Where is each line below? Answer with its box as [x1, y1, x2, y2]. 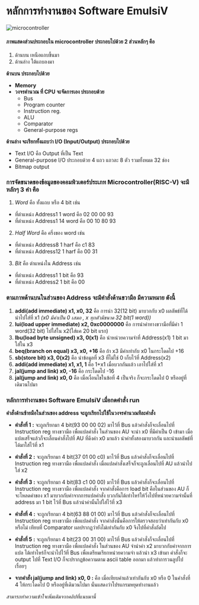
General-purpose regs [23, 127, 78, 134]
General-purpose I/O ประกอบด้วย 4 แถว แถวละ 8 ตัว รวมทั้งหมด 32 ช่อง [14, 156, 170, 164]
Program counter [23, 101, 65, 108]
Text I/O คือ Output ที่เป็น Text [14, 150, 84, 157]
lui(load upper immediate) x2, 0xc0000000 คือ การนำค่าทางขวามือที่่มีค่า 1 [14, 320, 183, 327]
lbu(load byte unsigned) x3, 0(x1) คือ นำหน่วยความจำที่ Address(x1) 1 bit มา [14, 334, 188, 341]
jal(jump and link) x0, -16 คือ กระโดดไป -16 [14, 367, 114, 374]
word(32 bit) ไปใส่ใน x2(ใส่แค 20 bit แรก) [14, 327, 108, 334]
